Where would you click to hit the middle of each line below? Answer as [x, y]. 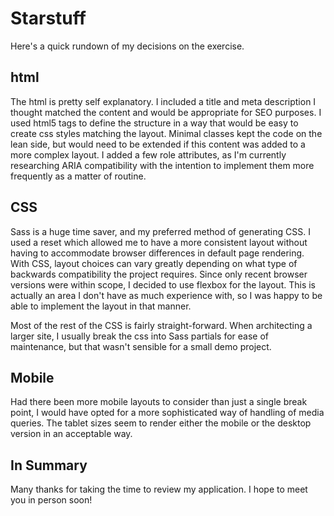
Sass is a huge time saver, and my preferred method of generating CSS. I [160, 231]
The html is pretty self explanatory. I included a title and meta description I [163, 101]
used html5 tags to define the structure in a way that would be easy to [154, 123]
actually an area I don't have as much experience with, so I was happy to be [166, 295]
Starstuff [48, 18]
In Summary [49, 465]
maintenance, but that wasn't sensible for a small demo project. [141, 346]
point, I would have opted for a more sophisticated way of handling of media [167, 413]
